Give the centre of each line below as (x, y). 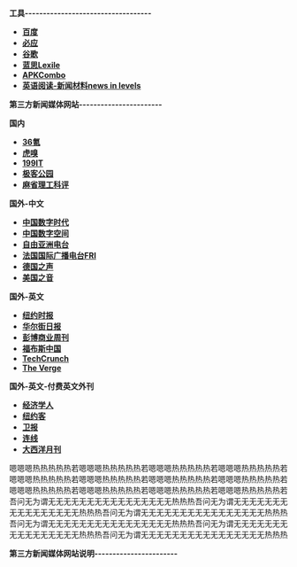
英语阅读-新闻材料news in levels (81, 85)
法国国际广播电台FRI (59, 256)
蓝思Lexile (41, 65)
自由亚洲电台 (45, 245)
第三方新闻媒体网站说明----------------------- (94, 553)
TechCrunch (45, 358)
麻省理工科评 (45, 185)
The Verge (42, 368)
